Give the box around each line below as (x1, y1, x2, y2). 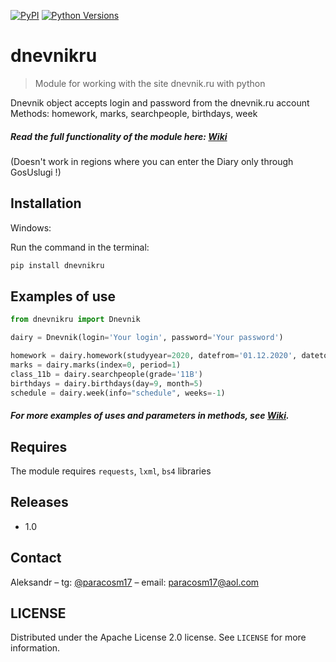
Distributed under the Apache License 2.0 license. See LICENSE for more (10, 631, 307, 644)
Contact (10, 550, 62, 567)
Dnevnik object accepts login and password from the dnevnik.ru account (10, 96, 310, 109)
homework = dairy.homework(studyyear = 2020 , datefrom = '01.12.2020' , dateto (10, 351, 329, 361)
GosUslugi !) (10, 166, 62, 178)
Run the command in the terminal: (10, 241, 150, 253)
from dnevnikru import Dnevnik (10, 315, 141, 325)
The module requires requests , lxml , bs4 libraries (10, 465, 212, 477)
